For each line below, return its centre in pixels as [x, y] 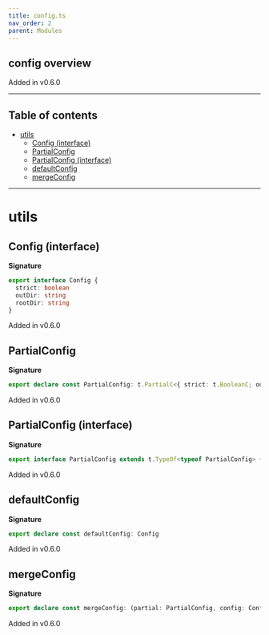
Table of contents [53, 115]
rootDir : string [42, 303]
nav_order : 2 [30, 23]
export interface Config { [53, 281]
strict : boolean [42, 288]
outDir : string [41, 295]
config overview [50, 63]
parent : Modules [35, 30]
